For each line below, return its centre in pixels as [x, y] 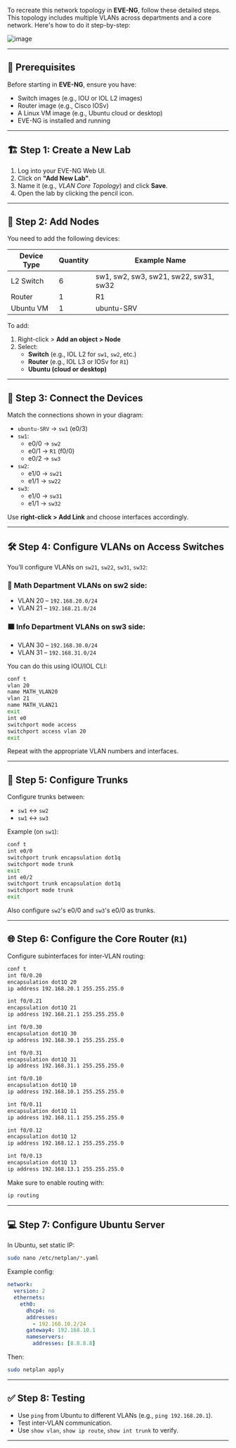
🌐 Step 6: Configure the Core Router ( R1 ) [97, 939]
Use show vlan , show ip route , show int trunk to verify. [98, 1430]
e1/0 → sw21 [45, 474]
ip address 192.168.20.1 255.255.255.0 [66, 988]
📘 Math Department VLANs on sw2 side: [77, 585]
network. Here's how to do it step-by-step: [69, 25]
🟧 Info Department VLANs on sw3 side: [77, 627]
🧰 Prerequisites [41, 67]
